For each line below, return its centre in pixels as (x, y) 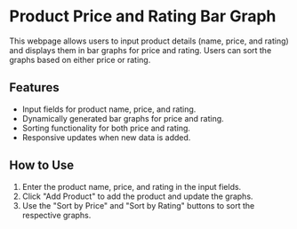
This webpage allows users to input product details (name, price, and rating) (149, 41)
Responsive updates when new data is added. (106, 137)
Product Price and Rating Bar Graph (143, 16)
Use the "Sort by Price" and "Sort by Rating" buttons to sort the (138, 205)
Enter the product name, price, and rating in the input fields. (132, 186)
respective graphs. (56, 215)
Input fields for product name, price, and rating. (109, 109)
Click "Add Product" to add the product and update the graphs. (137, 196)
